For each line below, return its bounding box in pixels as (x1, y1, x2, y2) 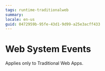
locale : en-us (5, 17, 35, 22)
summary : (5, 12, 24, 17)
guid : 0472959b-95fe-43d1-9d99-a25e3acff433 (5, 21, 100, 27)
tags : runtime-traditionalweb (5, 7, 69, 13)
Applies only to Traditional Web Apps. (5, 60, 83, 66)
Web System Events (5, 44, 91, 55)
